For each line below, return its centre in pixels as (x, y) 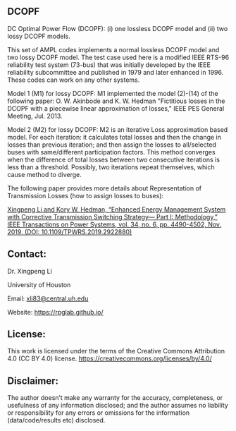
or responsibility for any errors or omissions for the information (99, 413)
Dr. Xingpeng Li (30, 271)
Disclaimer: (33, 381)
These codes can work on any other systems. (74, 80)
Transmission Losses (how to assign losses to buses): (86, 195)
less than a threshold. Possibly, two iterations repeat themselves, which (111, 167)
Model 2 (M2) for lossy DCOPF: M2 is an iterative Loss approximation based (118, 129)
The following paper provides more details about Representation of (105, 188)
